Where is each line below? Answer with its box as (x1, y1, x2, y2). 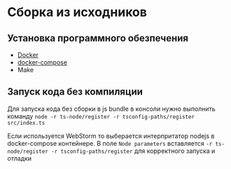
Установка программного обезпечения (7, 32, 189, 44)
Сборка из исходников (7, 4, 147, 20)
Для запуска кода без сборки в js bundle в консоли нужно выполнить (7, 104, 216, 113)
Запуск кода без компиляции (7, 86, 143, 98)
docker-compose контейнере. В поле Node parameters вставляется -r (7, 139, 213, 147)
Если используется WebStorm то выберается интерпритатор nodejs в (7, 131, 215, 140)
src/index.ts (7, 119, 45, 126)
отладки (7, 154, 32, 162)
